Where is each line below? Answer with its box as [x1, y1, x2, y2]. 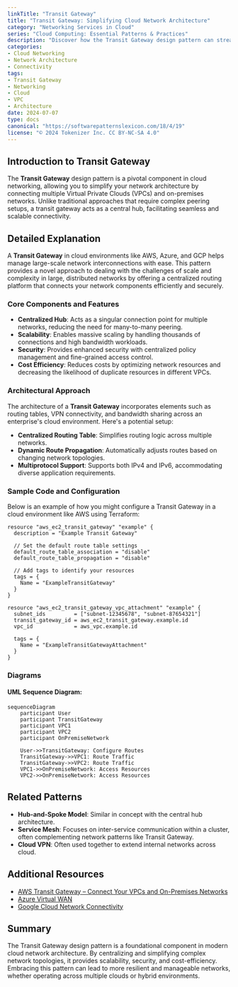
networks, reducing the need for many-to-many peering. [17, 323, 183, 331]
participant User [20, 710, 72, 717]
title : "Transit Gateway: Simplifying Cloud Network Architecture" [7, 17, 211, 24]
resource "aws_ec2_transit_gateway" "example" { [7, 523, 154, 531]
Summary [7, 923, 52, 935]
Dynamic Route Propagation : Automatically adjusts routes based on [17, 446, 217, 454]
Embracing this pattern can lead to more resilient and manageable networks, [7, 964, 231, 973]
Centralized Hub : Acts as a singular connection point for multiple [17, 315, 208, 324]
